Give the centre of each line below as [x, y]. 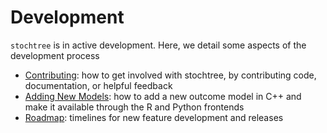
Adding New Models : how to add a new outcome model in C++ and [163, 96]
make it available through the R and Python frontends [134, 107]
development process [55, 55]
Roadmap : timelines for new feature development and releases [154, 117]
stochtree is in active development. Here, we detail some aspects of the [158, 45]
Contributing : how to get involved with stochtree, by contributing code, [170, 75]
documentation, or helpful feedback [98, 85]
